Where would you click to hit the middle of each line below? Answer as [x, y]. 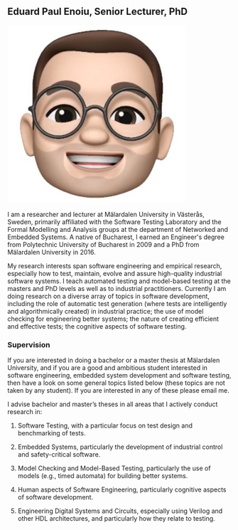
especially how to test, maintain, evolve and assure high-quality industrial [115, 273]
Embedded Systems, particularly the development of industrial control [120, 447]
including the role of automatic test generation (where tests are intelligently [117, 303]
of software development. [55, 497]
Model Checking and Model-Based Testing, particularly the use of [114, 468]
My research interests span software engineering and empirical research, [115, 265]
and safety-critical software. [59, 455]
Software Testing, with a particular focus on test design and [105, 425]
